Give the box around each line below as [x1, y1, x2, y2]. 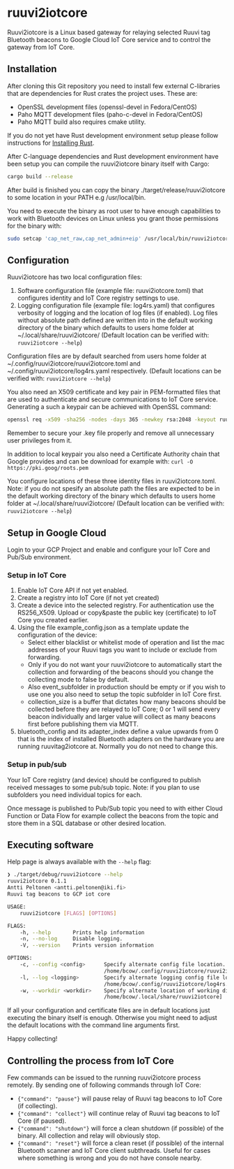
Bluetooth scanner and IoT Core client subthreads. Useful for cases [17, 1147, 211, 1155]
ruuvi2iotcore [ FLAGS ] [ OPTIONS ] [19, 910, 117, 917]
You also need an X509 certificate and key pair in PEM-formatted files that [7, 388, 221, 396]
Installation [7, 63, 57, 75]
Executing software [7, 839, 94, 851]
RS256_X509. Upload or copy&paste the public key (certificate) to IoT [17, 608, 217, 617]
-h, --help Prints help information [19, 928, 145, 936]
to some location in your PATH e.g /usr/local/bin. [7, 193, 146, 201]
